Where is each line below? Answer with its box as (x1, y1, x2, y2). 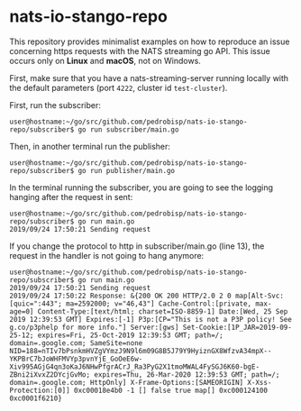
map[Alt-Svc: (234, 291, 284, 300)
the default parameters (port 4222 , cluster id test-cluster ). (9, 82, 228, 93)
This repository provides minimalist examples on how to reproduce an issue (9, 36, 290, 47)
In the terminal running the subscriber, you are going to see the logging (9, 182, 273, 193)
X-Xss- (247, 378, 272, 387)
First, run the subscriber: (9, 99, 102, 110)
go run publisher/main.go (78, 166, 176, 175)
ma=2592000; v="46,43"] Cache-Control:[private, (66, 299, 252, 308)
